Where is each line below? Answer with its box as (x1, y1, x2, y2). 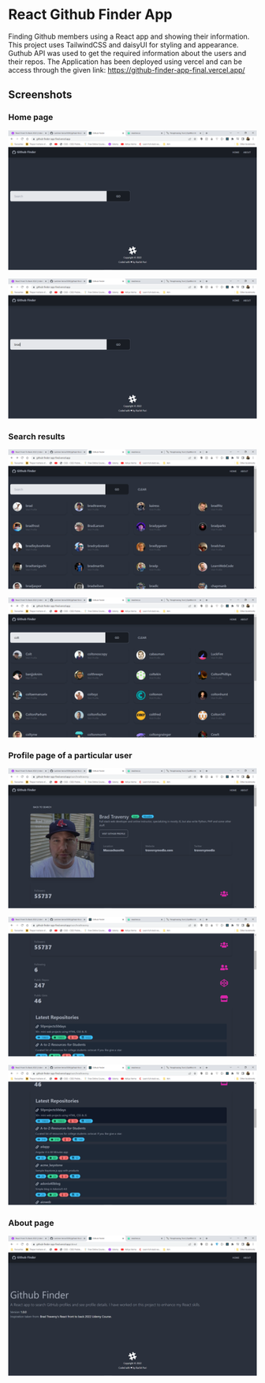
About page (8, 1217, 54, 1228)
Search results (8, 430, 65, 442)
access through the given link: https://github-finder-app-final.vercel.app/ (8, 65, 246, 74)
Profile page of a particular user (8, 750, 132, 761)
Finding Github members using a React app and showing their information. (8, 32, 250, 41)
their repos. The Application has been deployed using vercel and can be (8, 57, 243, 66)
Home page (8, 112, 54, 123)
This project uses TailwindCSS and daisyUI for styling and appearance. (8, 39, 239, 49)
